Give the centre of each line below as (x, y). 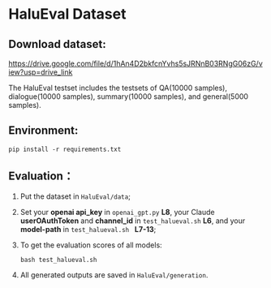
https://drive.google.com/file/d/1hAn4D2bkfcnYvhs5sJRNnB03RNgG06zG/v (136, 63)
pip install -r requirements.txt (65, 149)
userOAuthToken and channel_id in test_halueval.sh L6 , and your (133, 221)
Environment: (43, 131)
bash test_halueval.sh (58, 260)
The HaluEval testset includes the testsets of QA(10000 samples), (118, 88)
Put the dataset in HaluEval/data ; (75, 196)
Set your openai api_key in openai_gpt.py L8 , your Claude (117, 212)
